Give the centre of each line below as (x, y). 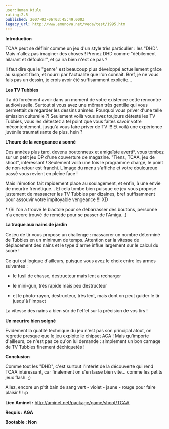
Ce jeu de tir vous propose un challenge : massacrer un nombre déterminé (83, 235)
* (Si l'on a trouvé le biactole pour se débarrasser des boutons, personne (81, 210)
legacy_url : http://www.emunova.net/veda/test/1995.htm (65, 24)
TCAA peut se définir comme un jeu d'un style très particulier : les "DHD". (82, 48)
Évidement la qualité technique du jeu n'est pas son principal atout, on (78, 331)
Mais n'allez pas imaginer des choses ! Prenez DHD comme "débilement (81, 54)
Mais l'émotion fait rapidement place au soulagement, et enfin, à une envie (83, 183)
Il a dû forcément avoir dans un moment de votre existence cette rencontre (83, 100)
